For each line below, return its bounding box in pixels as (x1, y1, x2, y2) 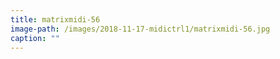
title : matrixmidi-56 (10, 14, 101, 25)
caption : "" (10, 33, 60, 43)
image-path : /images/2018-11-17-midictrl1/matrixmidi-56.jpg (10, 24, 271, 34)
